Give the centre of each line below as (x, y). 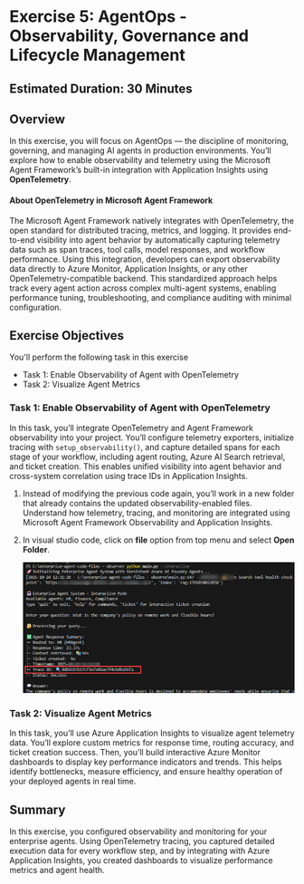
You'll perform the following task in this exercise (99, 357)
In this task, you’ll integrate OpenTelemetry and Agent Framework (131, 428)
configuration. (35, 307)
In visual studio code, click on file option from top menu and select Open (158, 540)
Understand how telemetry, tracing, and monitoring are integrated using (157, 513)
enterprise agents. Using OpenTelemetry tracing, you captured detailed (142, 841)
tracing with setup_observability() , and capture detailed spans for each (145, 447)
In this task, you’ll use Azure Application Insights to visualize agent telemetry (152, 733)
